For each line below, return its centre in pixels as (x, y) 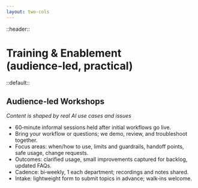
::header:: (18, 29)
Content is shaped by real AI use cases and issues (69, 116)
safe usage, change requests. (52, 153)
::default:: (18, 82)
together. (26, 140)
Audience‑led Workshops (55, 101)
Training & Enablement (64, 53)
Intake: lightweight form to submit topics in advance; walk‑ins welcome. (103, 178)
